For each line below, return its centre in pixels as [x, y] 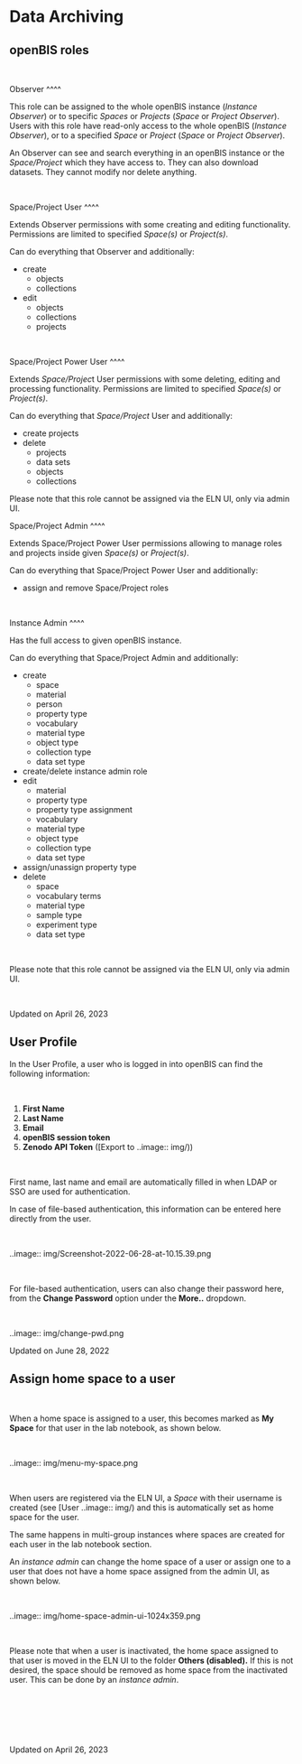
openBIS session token [66, 1137]
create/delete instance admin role [85, 771]
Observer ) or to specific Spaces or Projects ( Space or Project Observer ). [144, 116]
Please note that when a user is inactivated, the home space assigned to [144, 1650]
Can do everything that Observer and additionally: [102, 251]
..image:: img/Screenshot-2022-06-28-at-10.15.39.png [110, 1253]
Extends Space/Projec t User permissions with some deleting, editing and [145, 379]
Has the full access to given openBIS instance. [96, 640]
